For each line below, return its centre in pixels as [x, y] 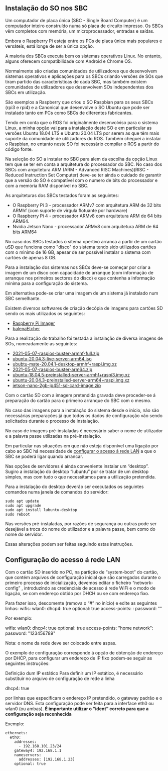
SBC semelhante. [23, 298]
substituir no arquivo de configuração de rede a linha [60, 679]
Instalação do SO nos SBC [47, 8]
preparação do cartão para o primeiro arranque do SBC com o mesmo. [78, 400]
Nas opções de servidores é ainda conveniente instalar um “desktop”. [77, 466]
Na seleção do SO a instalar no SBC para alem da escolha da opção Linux [81, 159]
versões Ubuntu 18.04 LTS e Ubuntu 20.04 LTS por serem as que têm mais [82, 133]
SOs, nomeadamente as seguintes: [41, 343]
